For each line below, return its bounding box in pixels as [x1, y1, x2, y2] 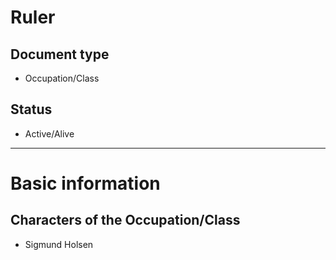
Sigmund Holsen [24, 238, 94, 250]
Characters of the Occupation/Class [10, 212, 241, 229]
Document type [10, 46, 110, 63]
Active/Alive [24, 127, 75, 140]
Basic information [10, 172, 161, 195]
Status [10, 101, 53, 118]
